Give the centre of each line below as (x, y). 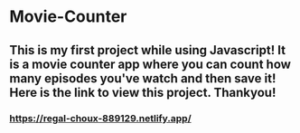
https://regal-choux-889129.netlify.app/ (100, 118)
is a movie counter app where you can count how (150, 64)
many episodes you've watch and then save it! (143, 78)
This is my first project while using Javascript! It (148, 50)
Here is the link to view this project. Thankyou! (143, 92)
